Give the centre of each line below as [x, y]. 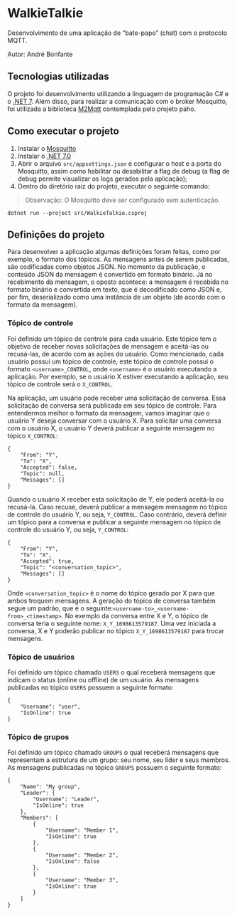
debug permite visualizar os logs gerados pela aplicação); [102, 179]
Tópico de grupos [38, 736]
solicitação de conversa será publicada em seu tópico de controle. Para [112, 405]
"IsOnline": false [72, 862]
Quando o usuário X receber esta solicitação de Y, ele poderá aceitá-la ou [116, 499]
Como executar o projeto [63, 131]
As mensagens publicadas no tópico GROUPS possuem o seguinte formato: [115, 768]
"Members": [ [39, 818]
